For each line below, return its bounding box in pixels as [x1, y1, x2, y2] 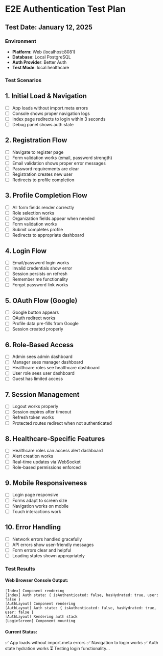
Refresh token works [12, 414, 54, 420]
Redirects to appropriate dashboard [12, 232, 84, 238]
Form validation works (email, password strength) [12, 155, 113, 161]
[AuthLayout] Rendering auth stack [5, 614, 78, 619]
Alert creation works [12, 453, 53, 459]
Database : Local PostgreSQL [12, 54, 71, 60]
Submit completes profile [12, 227, 63, 233]
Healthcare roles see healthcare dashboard [12, 365, 100, 371]
